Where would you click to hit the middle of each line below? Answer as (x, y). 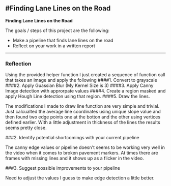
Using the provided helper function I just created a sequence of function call (85, 75)
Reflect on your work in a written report (54, 46)
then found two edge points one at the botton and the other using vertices (83, 117)
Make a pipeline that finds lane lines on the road (63, 40)
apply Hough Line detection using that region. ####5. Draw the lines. (78, 97)
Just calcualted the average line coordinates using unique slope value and (83, 112)
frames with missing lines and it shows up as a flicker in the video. (75, 158)
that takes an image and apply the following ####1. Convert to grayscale (81, 80)
